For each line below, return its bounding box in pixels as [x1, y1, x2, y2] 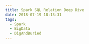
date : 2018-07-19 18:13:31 [5, 12, 62, 17]
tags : [5, 17, 17, 22]
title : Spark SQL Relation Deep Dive [5, 7, 84, 13]
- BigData [10, 26, 30, 31]
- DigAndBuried [10, 31, 42, 36]
